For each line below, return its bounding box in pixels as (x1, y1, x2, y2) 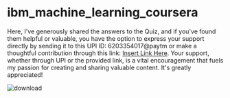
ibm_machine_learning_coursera (7, 5, 198, 20)
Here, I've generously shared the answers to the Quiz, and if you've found (7, 27, 216, 35)
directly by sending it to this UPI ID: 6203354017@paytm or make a (7, 42, 197, 50)
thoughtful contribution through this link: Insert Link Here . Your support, (7, 49, 209, 57)
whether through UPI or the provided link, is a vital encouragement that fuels (7, 56, 224, 64)
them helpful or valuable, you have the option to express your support (7, 34, 205, 42)
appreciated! (7, 70, 43, 79)
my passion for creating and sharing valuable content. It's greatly (7, 63, 192, 71)
